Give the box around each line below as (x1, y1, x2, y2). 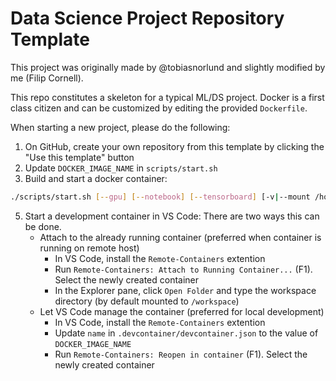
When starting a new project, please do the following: (10, 121, 231, 133)
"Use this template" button (24, 151, 135, 163)
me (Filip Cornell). (10, 72, 84, 84)
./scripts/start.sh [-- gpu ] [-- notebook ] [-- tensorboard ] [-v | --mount (10, 192, 311, 202)
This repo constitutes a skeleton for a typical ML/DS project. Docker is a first (10, 91, 325, 103)
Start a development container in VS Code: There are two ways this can (24, 210, 320, 222)
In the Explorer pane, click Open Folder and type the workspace (54, 284, 317, 296)
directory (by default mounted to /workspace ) (54, 295, 240, 307)
